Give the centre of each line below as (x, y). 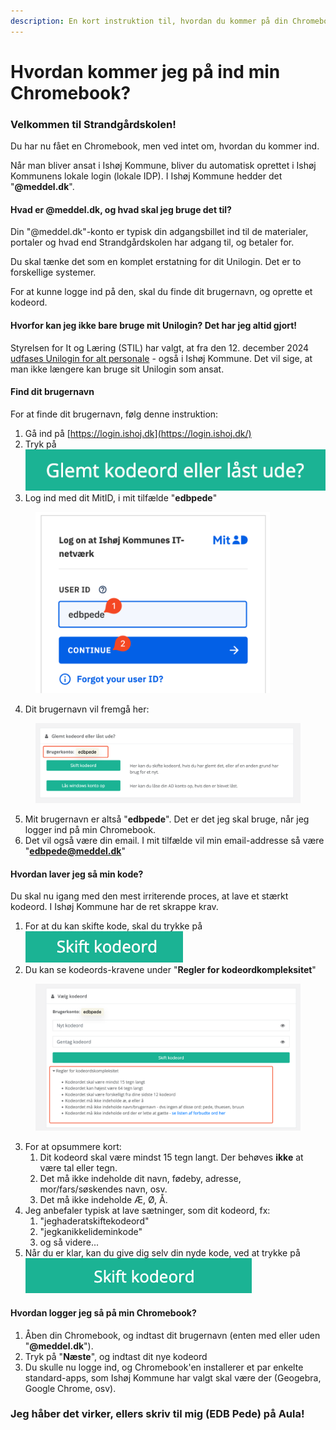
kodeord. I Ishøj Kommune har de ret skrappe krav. (114, 907)
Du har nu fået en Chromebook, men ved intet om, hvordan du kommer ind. (165, 146)
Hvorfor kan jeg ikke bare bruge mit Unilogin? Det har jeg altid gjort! (154, 325)
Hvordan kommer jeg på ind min (145, 71)
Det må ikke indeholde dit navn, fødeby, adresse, (140, 1179)
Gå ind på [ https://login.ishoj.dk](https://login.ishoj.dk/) (138, 433)
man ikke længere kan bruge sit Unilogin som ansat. (117, 369)
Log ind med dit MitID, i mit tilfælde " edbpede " (121, 497)
